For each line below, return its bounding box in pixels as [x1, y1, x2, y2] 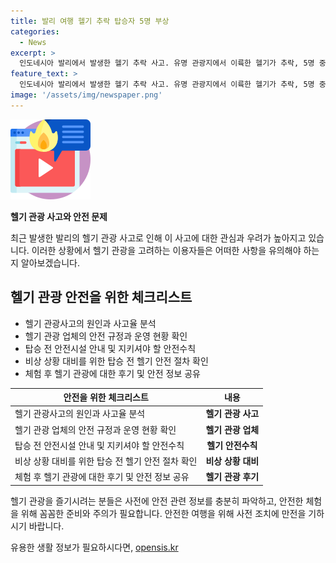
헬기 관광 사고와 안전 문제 [10, 210, 108, 222]
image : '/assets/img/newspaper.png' [10, 90, 163, 100]
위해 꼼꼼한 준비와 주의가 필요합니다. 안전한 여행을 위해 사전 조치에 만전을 [20, 507, 307, 519]
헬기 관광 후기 [205, 471, 260, 483]
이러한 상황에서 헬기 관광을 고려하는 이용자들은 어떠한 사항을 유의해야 [31, 244, 302, 256]
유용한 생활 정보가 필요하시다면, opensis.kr [10, 541, 179, 553]
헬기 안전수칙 [206, 439, 258, 451]
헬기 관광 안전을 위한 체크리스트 [10, 289, 193, 306]
